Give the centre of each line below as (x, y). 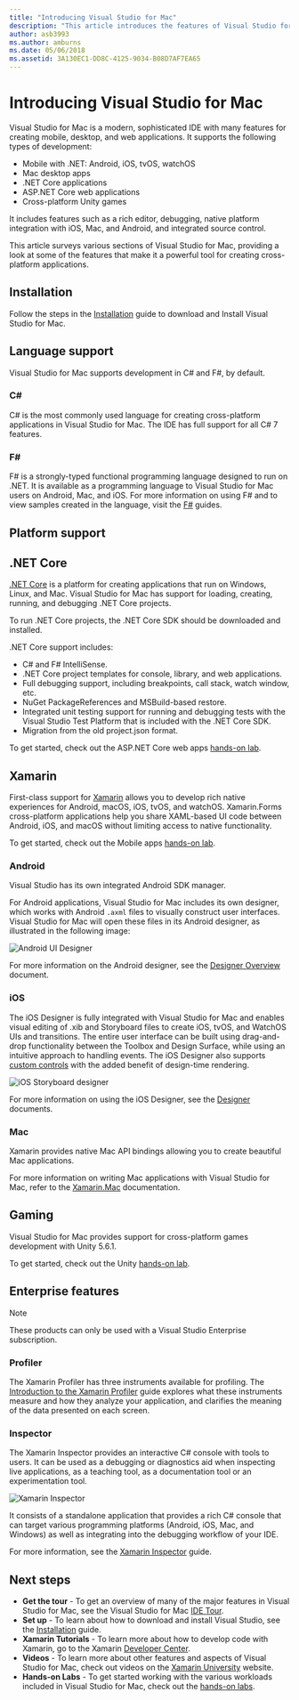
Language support (61, 351)
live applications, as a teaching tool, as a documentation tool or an (130, 1472)
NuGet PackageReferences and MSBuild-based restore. (124, 702)
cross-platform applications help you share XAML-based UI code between (145, 816)
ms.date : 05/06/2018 (48, 51)
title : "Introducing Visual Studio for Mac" (93, 17)
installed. (26, 630)
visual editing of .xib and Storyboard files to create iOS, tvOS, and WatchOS (148, 1027)
